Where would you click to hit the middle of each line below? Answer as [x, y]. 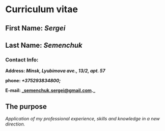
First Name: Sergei [35, 28]
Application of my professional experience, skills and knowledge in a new [82, 119]
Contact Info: [22, 59]
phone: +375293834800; [33, 81]
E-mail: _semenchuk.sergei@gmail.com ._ [50, 90]
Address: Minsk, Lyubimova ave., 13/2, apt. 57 [55, 71]
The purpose [26, 106]
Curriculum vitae [42, 9]
